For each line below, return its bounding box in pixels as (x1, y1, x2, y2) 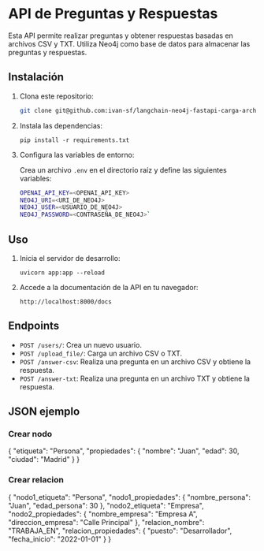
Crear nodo (8, 429, 53, 440)
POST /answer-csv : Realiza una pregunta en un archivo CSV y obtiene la (19, 356, 251, 367)
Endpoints (8, 319, 60, 333)
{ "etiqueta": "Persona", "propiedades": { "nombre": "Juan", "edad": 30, (8, 446, 240, 456)
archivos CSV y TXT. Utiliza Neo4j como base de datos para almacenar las (8, 39, 251, 48)
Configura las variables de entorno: (19, 150, 135, 159)
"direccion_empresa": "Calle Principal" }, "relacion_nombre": (8, 517, 205, 527)
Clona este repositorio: (19, 91, 94, 101)
